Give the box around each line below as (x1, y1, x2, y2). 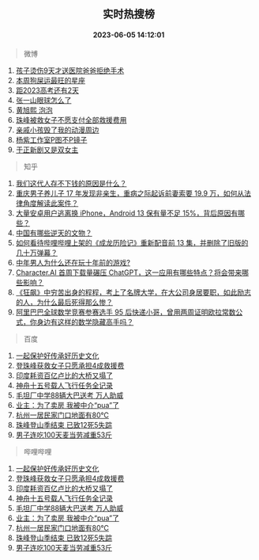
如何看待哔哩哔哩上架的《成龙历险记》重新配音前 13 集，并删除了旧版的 (15, 238, 249, 247)
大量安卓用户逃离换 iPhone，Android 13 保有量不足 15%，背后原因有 (15, 208, 238, 218)
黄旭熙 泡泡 (15, 105, 53, 115)
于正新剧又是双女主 (15, 145, 79, 154)
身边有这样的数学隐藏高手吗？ (36, 317, 134, 326)
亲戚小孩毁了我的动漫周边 (15, 125, 99, 135)
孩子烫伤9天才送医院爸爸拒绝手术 (15, 66, 125, 75)
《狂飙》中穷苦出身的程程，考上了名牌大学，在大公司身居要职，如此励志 (15, 288, 251, 297)
